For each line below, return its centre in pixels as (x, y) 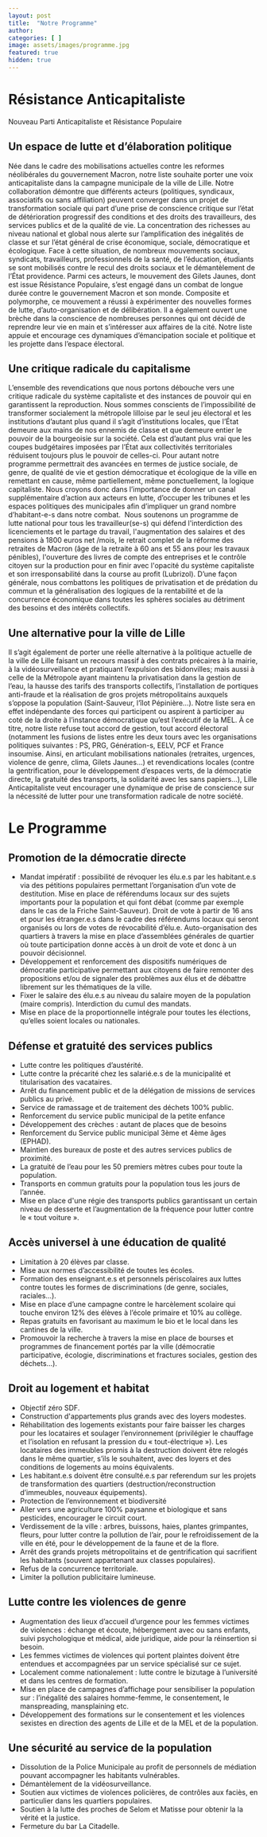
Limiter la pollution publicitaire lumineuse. (88, 1577)
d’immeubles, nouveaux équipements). (83, 1492)
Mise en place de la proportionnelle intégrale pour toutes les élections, (135, 1012)
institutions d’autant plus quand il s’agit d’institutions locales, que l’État (124, 422)
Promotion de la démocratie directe (97, 858)
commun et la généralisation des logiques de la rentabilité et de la (116, 591)
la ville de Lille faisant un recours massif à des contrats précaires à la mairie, (133, 661)
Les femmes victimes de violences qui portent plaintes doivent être (130, 1655)
